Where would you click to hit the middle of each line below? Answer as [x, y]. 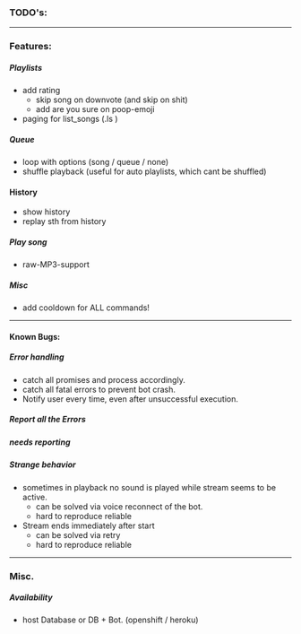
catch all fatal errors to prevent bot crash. [99, 389]
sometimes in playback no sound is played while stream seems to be [149, 487]
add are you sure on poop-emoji [95, 109]
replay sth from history [64, 221]
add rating [41, 91]
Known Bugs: [35, 336]
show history [46, 212]
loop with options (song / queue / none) [95, 162]
